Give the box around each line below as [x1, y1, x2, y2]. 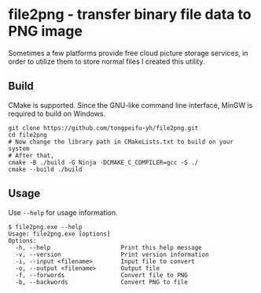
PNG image [8, 22, 83, 40]
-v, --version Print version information [15, 250, 210, 258]
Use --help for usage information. [8, 207, 118, 217]
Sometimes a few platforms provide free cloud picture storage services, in [8, 48, 248, 57]
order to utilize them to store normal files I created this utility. [8, 57, 205, 66]
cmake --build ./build [8, 165, 83, 173]
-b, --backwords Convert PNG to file [15, 278, 189, 286]
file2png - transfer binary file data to [8, 6, 252, 24]
